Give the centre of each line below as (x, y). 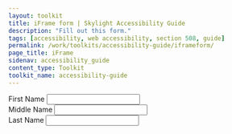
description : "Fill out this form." (70, 30)
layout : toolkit (35, 16)
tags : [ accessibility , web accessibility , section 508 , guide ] (117, 38)
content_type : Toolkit (46, 68)
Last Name (26, 120)
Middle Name (31, 109)
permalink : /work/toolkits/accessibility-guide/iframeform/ (112, 46)
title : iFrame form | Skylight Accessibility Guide (97, 23)
